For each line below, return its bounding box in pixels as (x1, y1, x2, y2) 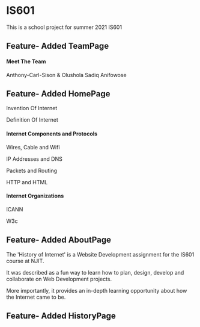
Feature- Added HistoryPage (6, 311, 116, 321)
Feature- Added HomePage (6, 89, 111, 99)
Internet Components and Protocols (6, 130, 98, 137)
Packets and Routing (6, 167, 58, 174)
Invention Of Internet (6, 105, 58, 112)
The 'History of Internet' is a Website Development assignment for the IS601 (6, 251, 195, 258)
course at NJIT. (6, 257, 44, 264)
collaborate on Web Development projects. (6, 275, 112, 282)
